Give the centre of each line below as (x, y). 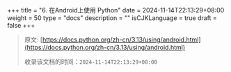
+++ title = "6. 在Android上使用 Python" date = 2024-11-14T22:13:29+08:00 (116, 10)
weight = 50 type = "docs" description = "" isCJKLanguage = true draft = (112, 18)
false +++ (21, 25)
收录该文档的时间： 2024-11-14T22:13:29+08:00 (91, 62)
